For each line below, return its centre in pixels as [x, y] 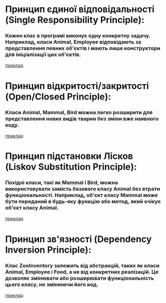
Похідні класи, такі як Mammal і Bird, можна [62, 183]
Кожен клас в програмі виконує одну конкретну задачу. [78, 36]
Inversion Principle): [48, 250]
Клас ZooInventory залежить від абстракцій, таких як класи [82, 265]
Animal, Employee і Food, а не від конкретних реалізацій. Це [82, 272]
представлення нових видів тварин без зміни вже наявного [82, 118]
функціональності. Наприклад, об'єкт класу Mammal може [81, 195]
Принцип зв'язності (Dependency [78, 239]
